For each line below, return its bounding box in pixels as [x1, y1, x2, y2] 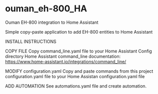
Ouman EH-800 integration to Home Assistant [5, 19, 99, 25]
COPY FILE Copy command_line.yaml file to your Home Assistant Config [5, 48, 152, 54]
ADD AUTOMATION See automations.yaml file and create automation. [5, 83, 147, 89]
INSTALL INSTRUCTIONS [5, 38, 57, 45]
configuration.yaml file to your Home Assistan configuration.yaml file [5, 73, 145, 79]
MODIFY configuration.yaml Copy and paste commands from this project [5, 68, 154, 74]
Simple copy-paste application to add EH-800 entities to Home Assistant [5, 29, 153, 35]
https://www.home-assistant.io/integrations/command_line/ [5, 58, 126, 64]
